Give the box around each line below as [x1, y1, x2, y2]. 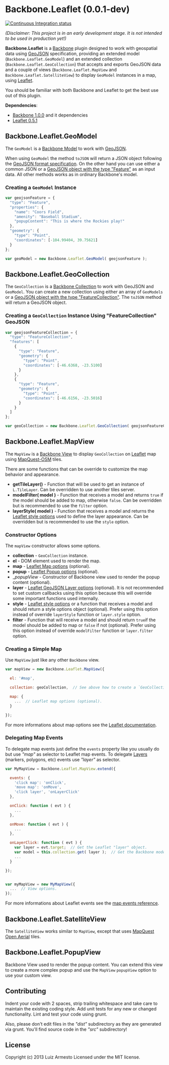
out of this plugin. [5, 92, 42, 98]
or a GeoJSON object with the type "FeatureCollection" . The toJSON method [5, 294, 162, 300]
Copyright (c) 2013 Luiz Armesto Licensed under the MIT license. [5, 1054, 140, 1060]
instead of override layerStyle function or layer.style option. [12, 612, 142, 618]
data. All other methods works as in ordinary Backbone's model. [5, 171, 138, 177]
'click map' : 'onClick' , [14, 780, 66, 785]
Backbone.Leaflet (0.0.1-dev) [5, 4, 130, 15]
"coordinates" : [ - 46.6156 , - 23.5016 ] [23, 395, 102, 401]
